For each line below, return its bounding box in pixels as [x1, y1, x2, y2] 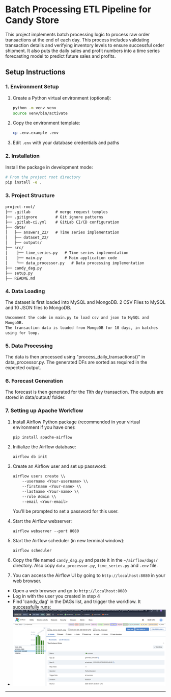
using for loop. [5, 330, 40, 335]
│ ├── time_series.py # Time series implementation [5, 250, 129, 255]
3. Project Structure [5, 192, 55, 199]
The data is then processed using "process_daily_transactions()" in [5, 354, 146, 360]
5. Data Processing [5, 342, 53, 349]
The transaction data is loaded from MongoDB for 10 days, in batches [5, 325, 158, 330]
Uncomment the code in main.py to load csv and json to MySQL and [5, 315, 149, 320]
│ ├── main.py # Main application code [5, 255, 117, 260]
